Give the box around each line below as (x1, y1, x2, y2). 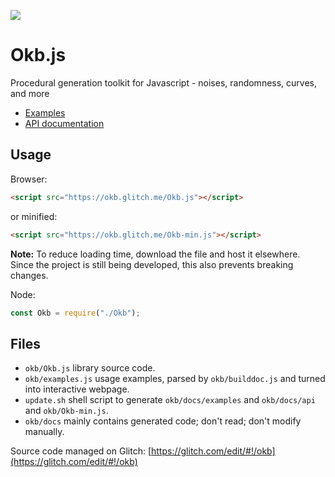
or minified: (10, 210, 58, 222)
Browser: (10, 173, 48, 185)
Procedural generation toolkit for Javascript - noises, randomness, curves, (10, 76, 318, 89)
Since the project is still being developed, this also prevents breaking (10, 258, 294, 270)
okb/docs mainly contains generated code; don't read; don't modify (24, 415, 302, 427)
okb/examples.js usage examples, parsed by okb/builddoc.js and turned (24, 373, 326, 385)
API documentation (24, 117, 105, 129)
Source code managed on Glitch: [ (10, 445, 152, 457)
